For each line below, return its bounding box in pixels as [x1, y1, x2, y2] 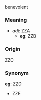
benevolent [5, 4, 28, 10]
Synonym [5, 69, 29, 76]
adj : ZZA [12, 28, 30, 34]
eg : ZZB [19, 33, 36, 39]
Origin [5, 46, 21, 53]
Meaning [5, 16, 27, 23]
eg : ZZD [5, 81, 22, 87]
